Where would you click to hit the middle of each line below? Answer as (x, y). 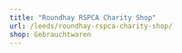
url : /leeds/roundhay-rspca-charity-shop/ (91, 26)
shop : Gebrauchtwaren (51, 34)
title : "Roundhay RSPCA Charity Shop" (83, 18)
